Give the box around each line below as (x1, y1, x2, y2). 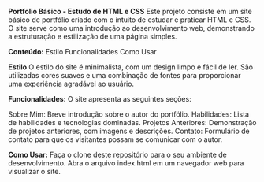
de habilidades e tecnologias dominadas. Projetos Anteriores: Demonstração (8, 118, 257, 127)
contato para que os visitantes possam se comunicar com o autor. (8, 135, 223, 144)
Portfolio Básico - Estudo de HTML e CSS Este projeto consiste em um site (8, 7, 252, 16)
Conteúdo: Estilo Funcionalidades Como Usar (8, 47, 157, 56)
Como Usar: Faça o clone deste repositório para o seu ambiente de (8, 150, 227, 159)
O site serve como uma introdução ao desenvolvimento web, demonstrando (8, 24, 255, 32)
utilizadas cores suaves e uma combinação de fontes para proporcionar (8, 71, 242, 80)
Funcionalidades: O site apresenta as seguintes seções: (8, 95, 191, 103)
